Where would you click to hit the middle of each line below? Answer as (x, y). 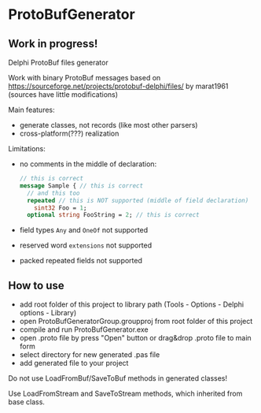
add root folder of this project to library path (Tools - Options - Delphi (132, 304)
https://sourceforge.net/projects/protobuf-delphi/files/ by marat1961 (118, 86)
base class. (27, 402)
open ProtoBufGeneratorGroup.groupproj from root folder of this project (136, 322)
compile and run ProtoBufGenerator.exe (84, 329)
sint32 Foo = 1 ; (61, 208)
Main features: (31, 110)
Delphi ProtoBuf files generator (58, 62)
